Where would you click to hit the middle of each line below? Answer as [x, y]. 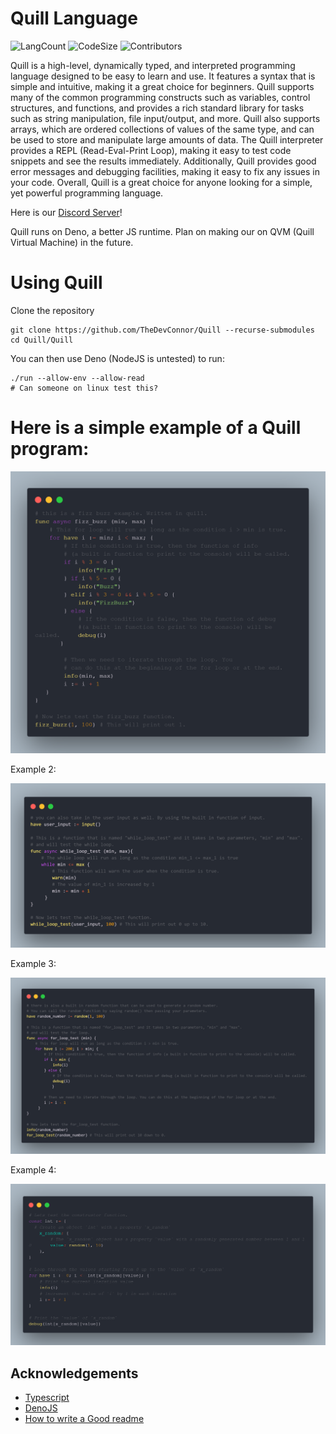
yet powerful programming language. [87, 193]
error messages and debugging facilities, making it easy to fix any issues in [165, 171]
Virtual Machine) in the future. [72, 242]
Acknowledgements [74, 1373]
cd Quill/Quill [42, 340]
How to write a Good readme [84, 1419]
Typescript [47, 1398]
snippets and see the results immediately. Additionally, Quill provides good [163, 161]
